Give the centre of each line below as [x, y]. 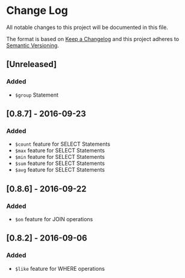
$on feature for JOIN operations [54, 219]
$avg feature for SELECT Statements [60, 170]
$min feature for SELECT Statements [60, 157]
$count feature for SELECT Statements [62, 144]
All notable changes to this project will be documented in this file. [87, 27]
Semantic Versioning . [33, 45]
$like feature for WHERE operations [60, 268]
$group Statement [37, 95]
